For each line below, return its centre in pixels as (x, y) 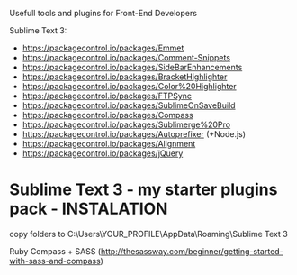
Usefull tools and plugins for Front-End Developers (103, 13)
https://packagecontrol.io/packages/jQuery (103, 153)
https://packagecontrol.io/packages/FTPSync (107, 96)
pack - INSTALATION (89, 209)
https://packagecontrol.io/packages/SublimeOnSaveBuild (129, 105)
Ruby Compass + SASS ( (55, 251)
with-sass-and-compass (55, 261)
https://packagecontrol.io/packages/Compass (108, 115)
